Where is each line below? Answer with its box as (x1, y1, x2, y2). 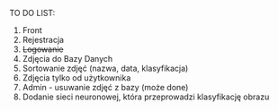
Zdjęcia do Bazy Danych (22, 54, 113, 64)
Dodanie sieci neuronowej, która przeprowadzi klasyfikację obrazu (22, 91, 270, 102)
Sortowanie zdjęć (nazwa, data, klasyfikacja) (22, 63, 189, 73)
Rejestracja (22, 35, 65, 45)
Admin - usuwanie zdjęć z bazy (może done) (22, 82, 189, 92)
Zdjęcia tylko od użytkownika (22, 73, 131, 83)
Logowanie (22, 44, 64, 55)
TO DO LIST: (9, 8, 56, 18)
